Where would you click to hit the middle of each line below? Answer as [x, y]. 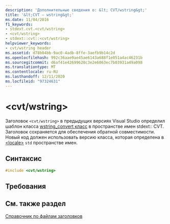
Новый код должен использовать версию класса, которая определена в [85, 137]
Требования [26, 186]
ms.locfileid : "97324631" [33, 81]
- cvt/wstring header [28, 48]
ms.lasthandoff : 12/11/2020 [35, 77]
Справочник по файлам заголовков [44, 216]
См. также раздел [36, 204]
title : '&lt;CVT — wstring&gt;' [40, 15]
